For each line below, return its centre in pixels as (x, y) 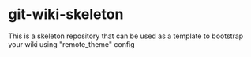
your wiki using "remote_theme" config (72, 44)
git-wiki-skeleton (66, 14)
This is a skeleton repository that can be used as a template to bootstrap (126, 36)
